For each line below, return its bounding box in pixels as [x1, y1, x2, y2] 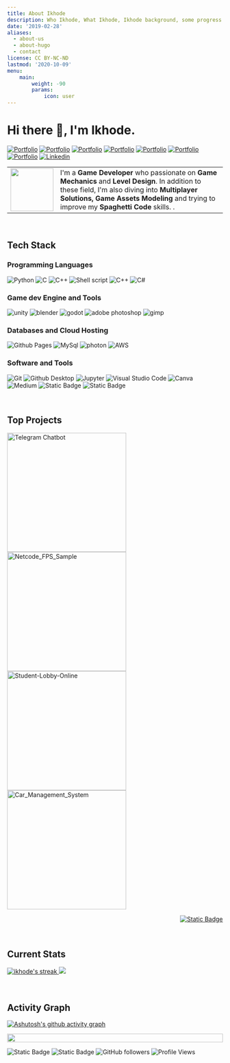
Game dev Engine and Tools [7, 293, 101, 302]
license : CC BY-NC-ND [7, 55, 69, 62]
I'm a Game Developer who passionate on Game [60, 167, 218, 177]
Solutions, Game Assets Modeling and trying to [60, 193, 216, 203]
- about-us [13, 36, 44, 43]
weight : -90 [31, 80, 66, 87]
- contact [13, 49, 41, 56]
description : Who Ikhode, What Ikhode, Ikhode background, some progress [7, 16, 222, 23]
